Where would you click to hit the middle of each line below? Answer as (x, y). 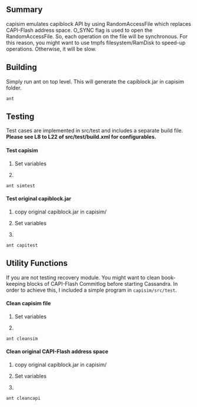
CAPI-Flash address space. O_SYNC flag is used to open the (79, 30)
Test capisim (22, 151)
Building (21, 67)
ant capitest (22, 245)
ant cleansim (22, 338)
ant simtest (21, 186)
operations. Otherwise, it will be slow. (51, 49)
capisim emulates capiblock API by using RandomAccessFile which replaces (98, 24)
